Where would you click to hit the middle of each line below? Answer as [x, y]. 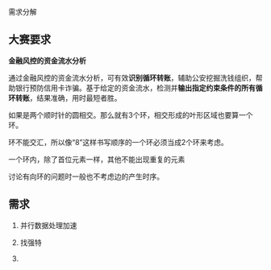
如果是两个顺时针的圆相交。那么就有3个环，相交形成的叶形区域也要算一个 [131, 114]
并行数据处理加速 [48, 225]
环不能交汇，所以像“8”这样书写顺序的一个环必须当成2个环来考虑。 [118, 142]
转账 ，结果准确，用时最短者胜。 [68, 98]
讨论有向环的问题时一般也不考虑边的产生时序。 [86, 177]
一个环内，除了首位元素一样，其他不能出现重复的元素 [97, 159]
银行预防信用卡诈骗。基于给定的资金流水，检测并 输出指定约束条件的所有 [135, 88]
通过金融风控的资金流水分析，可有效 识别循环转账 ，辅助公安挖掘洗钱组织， [132, 77]
